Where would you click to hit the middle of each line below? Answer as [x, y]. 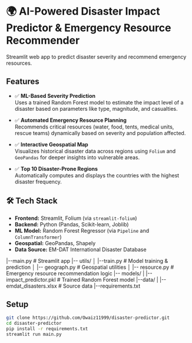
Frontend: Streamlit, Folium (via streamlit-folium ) [76, 218]
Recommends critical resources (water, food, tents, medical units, [94, 127]
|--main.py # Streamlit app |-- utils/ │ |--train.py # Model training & [87, 260]
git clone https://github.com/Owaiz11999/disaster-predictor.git [88, 318]
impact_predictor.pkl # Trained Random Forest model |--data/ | [82, 279]
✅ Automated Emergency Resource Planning [70, 120]
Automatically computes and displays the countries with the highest [97, 175]
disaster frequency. [38, 182]
